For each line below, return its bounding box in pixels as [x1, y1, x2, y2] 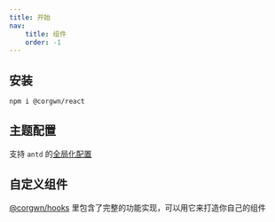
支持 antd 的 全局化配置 [9, 148, 92, 159]
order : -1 [25, 37, 62, 47]
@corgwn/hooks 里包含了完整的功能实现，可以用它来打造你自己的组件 [9, 202, 266, 213]
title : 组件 [25, 29, 67, 38]
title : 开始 [9, 12, 51, 22]
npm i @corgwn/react [9, 97, 86, 107]
